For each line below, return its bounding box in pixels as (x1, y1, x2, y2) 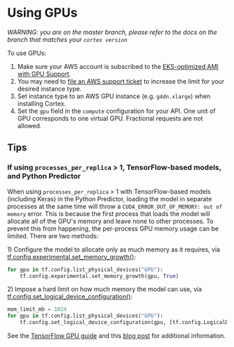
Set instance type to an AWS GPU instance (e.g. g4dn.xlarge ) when (17, 92, 211, 100)
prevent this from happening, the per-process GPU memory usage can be (7, 224, 219, 233)
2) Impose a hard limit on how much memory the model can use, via (7, 285, 202, 293)
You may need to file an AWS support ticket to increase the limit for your (17, 77, 225, 85)
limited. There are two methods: (7, 231, 99, 240)
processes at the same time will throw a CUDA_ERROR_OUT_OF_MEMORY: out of (7, 202, 223, 210)
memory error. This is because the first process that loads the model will (7, 209, 210, 217)
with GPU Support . (17, 70, 72, 78)
